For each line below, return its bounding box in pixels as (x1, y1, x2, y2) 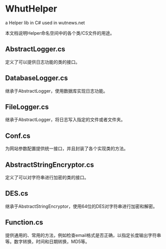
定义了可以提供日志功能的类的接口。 (5, 59, 80, 65)
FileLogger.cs (5, 103, 49, 111)
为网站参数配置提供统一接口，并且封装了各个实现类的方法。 (5, 145, 128, 151)
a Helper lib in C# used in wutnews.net (5, 20, 85, 26)
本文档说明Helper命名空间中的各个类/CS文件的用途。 (5, 30, 115, 36)
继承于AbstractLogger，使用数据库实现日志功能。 (5, 88, 108, 94)
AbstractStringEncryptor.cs (5, 160, 94, 169)
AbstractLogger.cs (5, 45, 66, 53)
